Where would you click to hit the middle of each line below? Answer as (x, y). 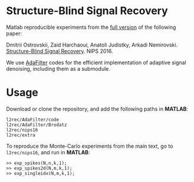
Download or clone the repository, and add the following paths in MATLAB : (97, 109)
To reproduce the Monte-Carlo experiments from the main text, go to (90, 146)
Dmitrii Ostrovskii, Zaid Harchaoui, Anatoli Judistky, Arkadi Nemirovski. (92, 45)
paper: (14, 33)
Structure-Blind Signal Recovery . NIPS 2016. (60, 51)
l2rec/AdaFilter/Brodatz (37, 125)
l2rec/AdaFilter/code (33, 120)
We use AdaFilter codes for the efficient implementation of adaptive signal (96, 62)
